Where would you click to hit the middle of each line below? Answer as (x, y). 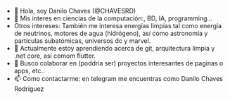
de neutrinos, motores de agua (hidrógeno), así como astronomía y (111, 33)
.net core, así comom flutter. (55, 56)
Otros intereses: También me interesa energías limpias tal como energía (118, 26)
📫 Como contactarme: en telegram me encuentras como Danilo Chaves (119, 79)
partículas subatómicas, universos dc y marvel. (82, 41)
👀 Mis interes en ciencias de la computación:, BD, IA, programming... (113, 18)
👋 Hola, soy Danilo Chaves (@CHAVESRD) (75, 11)
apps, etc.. (29, 71)
